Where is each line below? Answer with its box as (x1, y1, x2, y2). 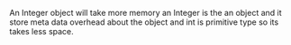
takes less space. (9, 26, 74, 36)
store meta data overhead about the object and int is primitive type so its (9, 17, 279, 27)
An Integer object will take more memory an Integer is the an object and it (9, 8, 282, 18)
